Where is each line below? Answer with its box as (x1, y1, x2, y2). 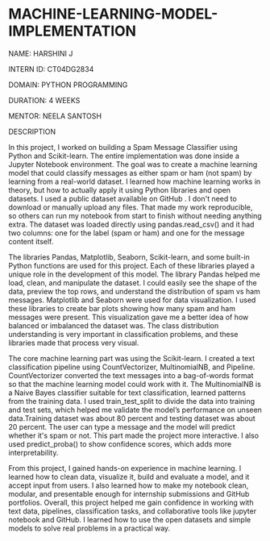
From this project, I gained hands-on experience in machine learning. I (8, 463, 242, 472)
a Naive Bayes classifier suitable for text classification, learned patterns (8, 388, 246, 397)
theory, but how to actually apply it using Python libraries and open (8, 185, 231, 194)
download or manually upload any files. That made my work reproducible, (8, 202, 253, 212)
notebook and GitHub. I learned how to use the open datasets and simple (8, 514, 251, 524)
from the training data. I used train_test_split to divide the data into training (8, 396, 255, 406)
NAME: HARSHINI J (8, 48, 73, 58)
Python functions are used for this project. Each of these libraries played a (8, 260, 255, 270)
